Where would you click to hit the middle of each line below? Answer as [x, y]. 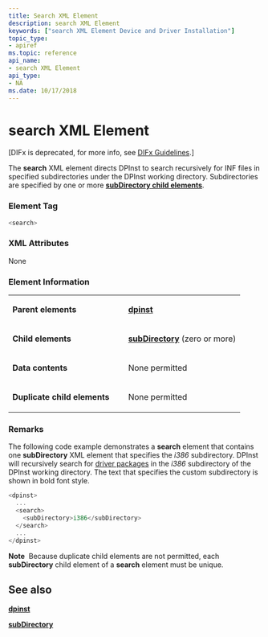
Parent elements [45, 310]
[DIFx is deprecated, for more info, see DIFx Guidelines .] [102, 153]
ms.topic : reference [43, 53]
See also [30, 589]
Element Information [49, 282]
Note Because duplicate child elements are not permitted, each [114, 556]
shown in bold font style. [49, 481]
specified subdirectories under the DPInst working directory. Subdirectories [133, 177]
